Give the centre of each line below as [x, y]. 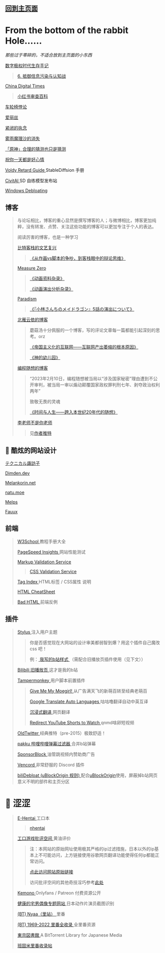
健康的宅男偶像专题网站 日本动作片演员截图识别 [66, 903]
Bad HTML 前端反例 [37, 602]
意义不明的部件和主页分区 [43, 781]
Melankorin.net [21, 482]
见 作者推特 [41, 433]
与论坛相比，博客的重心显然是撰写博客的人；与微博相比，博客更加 [84, 220]
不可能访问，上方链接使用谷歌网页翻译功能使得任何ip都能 [97, 855]
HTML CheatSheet [36, 592]
